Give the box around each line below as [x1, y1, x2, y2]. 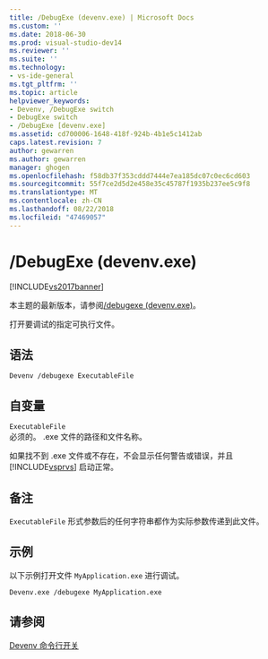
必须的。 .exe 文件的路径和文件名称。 [9, 432, 148, 442]
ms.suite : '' [9, 55, 58, 64]
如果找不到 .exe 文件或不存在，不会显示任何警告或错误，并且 [9, 450, 234, 461]
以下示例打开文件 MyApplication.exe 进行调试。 [9, 569, 185, 580]
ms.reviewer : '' [9, 47, 70, 56]
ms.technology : [9, 64, 66, 73]
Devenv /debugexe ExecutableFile [9, 372, 134, 381]
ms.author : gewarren [9, 154, 87, 164]
